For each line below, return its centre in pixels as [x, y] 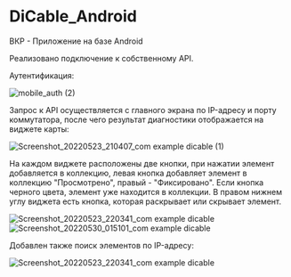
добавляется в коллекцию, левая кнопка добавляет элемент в [128, 173]
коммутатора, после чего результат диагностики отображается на [137, 119]
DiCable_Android [73, 16]
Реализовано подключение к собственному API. [101, 58]
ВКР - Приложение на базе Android [77, 41]
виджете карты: [39, 129]
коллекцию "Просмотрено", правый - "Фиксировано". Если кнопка [137, 182]
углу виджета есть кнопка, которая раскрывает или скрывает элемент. [145, 201]
